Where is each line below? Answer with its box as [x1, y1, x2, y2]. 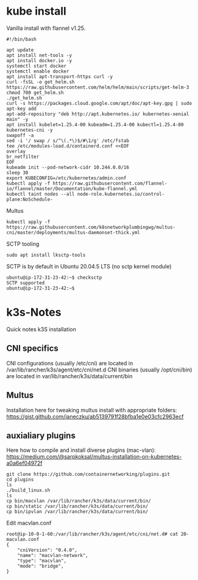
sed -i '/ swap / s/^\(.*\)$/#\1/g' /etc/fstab [6, 137, 130, 144]
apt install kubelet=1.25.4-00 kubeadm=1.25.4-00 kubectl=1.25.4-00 [6, 121, 184, 127]
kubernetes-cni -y [6, 127, 53, 133]
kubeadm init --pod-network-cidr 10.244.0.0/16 [6, 164, 130, 170]
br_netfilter [6, 154, 40, 160]
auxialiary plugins [6, 430, 76, 440]
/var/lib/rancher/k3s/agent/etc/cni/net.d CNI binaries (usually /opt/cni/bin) [6, 366, 193, 373]
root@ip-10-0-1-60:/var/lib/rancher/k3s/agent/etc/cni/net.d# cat [6, 531, 179, 537]
